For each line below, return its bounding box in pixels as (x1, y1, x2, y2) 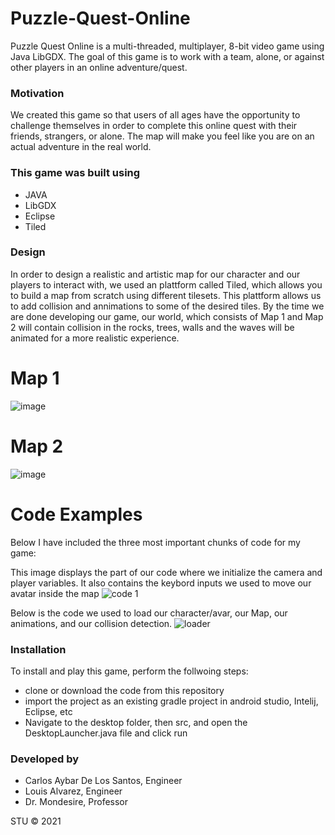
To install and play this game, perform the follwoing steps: (10, 665, 249, 677)
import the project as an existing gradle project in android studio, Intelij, (24, 695, 319, 707)
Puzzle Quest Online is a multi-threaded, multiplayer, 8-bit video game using (10, 40, 325, 52)
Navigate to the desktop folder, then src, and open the (24, 716, 248, 728)
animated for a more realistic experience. (10, 332, 180, 344)
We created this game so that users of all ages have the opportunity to (10, 109, 301, 121)
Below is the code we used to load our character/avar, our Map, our (10, 607, 288, 619)
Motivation (10, 86, 65, 100)
